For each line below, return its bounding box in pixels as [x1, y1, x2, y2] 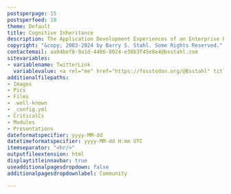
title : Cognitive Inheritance [7, 29, 94, 36]
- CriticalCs [7, 112, 45, 119]
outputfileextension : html [7, 151, 85, 158]
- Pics [7, 87, 26, 94]
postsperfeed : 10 [7, 17, 57, 23]
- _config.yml [7, 106, 48, 113]
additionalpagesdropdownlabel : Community [7, 170, 128, 177]
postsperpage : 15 [7, 10, 57, 17]
